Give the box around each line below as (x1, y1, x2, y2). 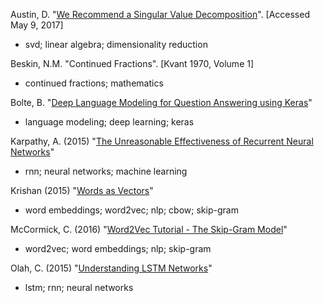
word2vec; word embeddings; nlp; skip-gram (24, 243, 212, 254)
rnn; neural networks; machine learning (24, 165, 188, 177)
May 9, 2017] (10, 19, 64, 31)
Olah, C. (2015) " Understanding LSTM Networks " (10, 262, 213, 274)
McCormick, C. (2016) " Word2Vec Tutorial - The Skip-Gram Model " (10, 224, 288, 235)
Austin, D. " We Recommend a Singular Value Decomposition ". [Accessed (10, 9, 310, 20)
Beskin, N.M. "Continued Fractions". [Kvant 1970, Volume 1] (10, 58, 255, 69)
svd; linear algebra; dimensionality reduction (24, 39, 208, 50)
